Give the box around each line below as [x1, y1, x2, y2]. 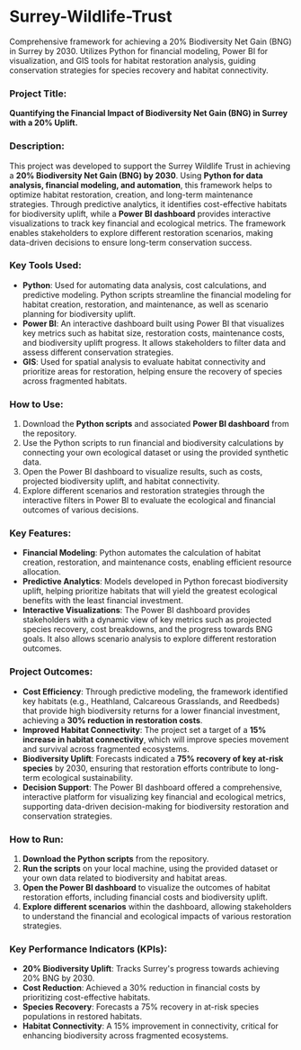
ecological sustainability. [41, 772, 133, 783]
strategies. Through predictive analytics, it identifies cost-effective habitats [9, 198, 288, 209]
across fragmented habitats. [22, 376, 128, 386]
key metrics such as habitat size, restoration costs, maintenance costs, [22, 327, 285, 339]
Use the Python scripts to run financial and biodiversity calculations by [22, 438, 285, 448]
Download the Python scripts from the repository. [22, 854, 209, 864]
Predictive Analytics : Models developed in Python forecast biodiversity [22, 576, 288, 587]
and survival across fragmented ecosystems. [22, 743, 190, 754]
